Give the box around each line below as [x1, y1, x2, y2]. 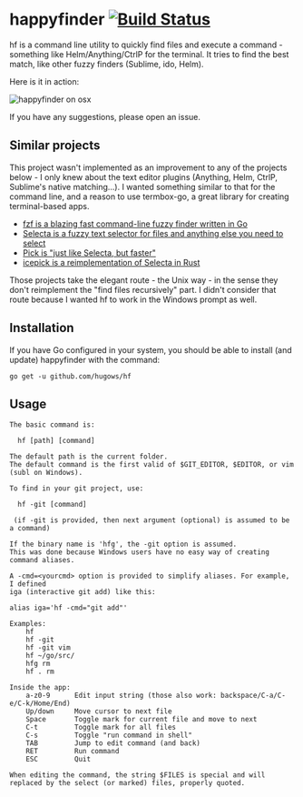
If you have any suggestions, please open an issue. [9, 111, 201, 122]
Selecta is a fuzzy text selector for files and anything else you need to [22, 227, 284, 238]
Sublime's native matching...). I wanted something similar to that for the [9, 181, 276, 192]
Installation [9, 320, 74, 336]
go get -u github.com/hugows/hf [9, 371, 132, 381]
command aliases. [9, 556, 75, 565]
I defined [9, 580, 47, 589]
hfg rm [25, 660, 51, 669]
